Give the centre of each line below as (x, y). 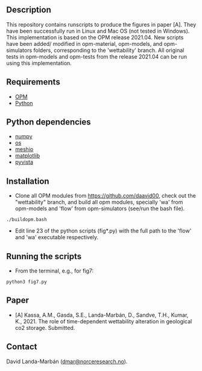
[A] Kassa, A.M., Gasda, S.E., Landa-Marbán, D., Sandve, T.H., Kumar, (102, 315)
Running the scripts (44, 256)
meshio (24, 149)
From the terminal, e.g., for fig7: (54, 271)
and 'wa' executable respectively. (57, 237)
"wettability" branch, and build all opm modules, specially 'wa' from (99, 202)
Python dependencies (49, 122)
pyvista (24, 162)
